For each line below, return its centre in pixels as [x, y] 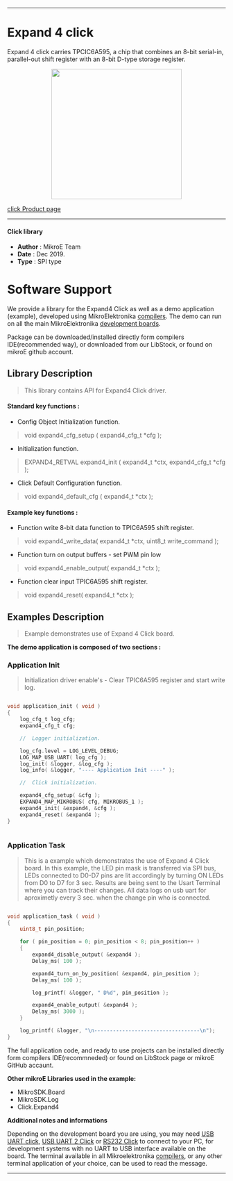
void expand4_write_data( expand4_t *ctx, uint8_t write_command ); [121, 541]
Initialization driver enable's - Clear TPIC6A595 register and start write [124, 680]
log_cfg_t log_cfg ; [48, 720]
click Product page [34, 208]
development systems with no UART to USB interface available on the [107, 1148]
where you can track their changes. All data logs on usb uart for [115, 890]
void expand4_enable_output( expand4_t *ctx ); [92, 568]
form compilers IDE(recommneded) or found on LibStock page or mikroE [111, 1057]
